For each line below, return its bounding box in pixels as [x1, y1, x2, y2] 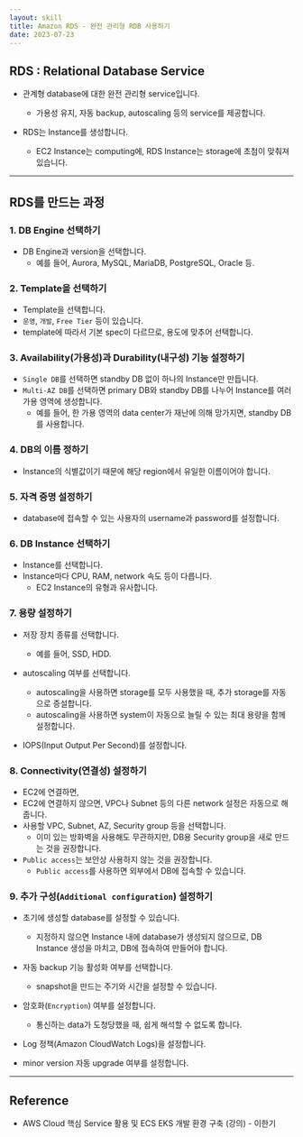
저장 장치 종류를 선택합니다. [22, 628, 120, 640]
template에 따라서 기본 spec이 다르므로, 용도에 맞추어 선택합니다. [22, 326, 254, 338]
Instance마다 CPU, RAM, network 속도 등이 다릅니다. [22, 571, 213, 582]
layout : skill [9, 13, 63, 23]
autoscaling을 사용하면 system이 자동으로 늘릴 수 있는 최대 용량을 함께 [35, 709, 286, 720]
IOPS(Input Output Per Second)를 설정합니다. [22, 739, 188, 750]
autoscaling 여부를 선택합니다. [22, 667, 131, 678]
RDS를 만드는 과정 [9, 195, 106, 210]
